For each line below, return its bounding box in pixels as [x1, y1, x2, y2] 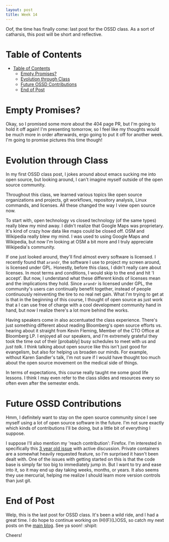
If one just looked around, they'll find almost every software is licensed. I [6, 254, 156, 260]
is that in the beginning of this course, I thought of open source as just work [6, 297, 163, 303]
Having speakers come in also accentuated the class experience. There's [6, 317, 158, 323]
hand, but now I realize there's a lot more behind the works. [6, 307, 129, 313]
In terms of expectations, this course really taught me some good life [6, 370, 149, 376]
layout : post [6, 7, 33, 13]
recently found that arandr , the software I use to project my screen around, [6, 259, 161, 265]
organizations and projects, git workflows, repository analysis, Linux [6, 197, 147, 203]
